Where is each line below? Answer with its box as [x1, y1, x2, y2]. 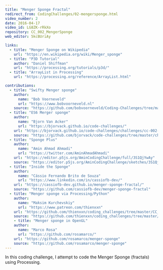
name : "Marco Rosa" [17, 227, 57, 232]
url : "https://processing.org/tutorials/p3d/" [14, 65, 110, 70]
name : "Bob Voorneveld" [17, 96, 66, 102]
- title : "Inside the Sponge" [9, 164, 70, 169]
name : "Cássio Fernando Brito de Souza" [17, 173, 101, 178]
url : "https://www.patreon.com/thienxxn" [17, 205, 103, 210]
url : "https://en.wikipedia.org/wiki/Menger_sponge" [14, 52, 123, 57]
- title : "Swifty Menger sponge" [9, 88, 77, 93]
